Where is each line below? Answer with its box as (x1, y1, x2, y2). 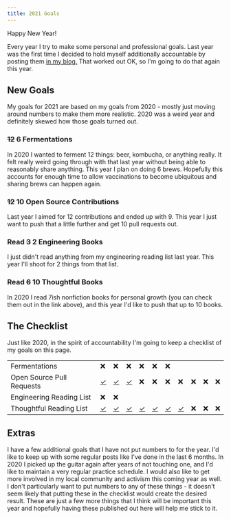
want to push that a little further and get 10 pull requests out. (7, 220, 179, 228)
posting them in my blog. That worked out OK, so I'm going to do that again (7, 57, 220, 66)
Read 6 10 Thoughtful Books (7, 277, 103, 287)
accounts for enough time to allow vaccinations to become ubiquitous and (7, 172, 217, 180)
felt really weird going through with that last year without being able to (7, 157, 206, 166)
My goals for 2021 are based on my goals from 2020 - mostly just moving (7, 103, 215, 111)
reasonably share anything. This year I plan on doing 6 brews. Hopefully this (7, 165, 223, 173)
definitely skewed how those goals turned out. (7, 117, 139, 126)
